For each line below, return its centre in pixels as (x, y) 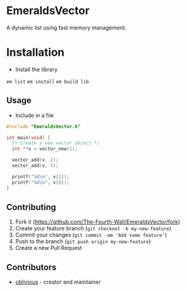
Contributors (32, 267)
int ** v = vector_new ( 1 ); (45, 149)
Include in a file (34, 115)
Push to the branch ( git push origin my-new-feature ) (83, 241)
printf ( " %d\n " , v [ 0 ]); (41, 182)
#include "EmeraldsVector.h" (43, 126)
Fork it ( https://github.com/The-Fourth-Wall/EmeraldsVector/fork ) (98, 222)
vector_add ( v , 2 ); (35, 160)
